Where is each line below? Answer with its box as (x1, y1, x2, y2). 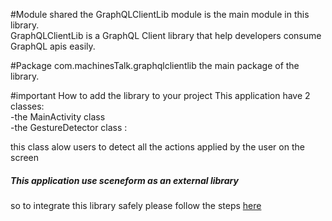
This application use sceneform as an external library (10, 174, 239, 186)
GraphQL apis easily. (10, 40, 96, 52)
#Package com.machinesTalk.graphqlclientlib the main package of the (10, 60, 300, 71)
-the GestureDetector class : (10, 122, 128, 133)
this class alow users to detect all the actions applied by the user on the (10, 141, 305, 153)
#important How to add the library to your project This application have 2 (10, 90, 311, 101)
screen (10, 152, 40, 163)
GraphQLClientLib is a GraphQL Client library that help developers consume (10, 30, 322, 41)
